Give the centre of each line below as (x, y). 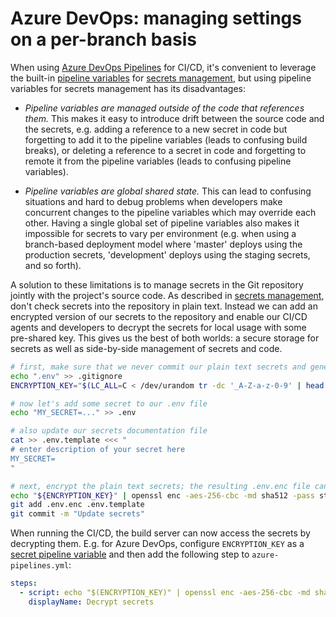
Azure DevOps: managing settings (156, 18)
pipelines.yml (40, 566)
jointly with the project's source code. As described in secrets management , (167, 295)
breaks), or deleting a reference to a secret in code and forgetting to (165, 150)
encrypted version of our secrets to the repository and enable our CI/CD (159, 316)
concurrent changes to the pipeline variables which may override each (170, 212)
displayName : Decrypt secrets (91, 602)
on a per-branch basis (103, 39)
